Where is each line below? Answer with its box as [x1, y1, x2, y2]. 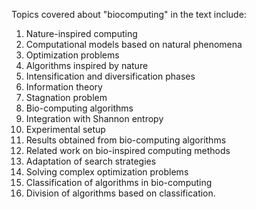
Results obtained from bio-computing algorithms [25, 134, 227, 146]
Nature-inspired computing [25, 28, 138, 39]
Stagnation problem [25, 92, 108, 103]
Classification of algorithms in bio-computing [25, 177, 213, 188]
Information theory [25, 81, 103, 93]
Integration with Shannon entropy [25, 113, 164, 124]
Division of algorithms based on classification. [25, 187, 216, 199]
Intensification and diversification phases [25, 70, 196, 82]
